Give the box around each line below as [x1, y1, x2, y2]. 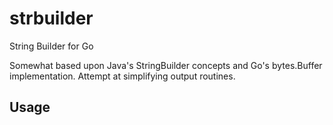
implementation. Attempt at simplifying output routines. [9, 70, 236, 82]
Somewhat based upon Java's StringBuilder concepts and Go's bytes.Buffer [9, 59, 323, 71]
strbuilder [9, 7, 94, 30]
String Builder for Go [9, 40, 94, 52]
